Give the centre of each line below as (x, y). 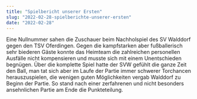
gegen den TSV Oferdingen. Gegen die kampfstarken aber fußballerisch (95, 46)
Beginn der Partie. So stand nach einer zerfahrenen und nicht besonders (95, 84)
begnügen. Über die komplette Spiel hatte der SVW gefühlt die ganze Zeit (96, 65)
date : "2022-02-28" (30, 23)
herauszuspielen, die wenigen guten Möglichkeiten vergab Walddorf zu (93, 77)
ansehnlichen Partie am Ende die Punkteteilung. (65, 90)
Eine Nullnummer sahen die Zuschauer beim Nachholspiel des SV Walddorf (98, 40)
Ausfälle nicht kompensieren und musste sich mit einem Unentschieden (94, 58)
